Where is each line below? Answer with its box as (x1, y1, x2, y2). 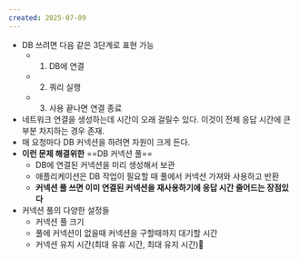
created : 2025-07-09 (8, 13, 87, 23)
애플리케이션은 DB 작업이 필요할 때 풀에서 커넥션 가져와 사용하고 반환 (35, 170, 279, 182)
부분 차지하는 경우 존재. (21, 125, 105, 136)
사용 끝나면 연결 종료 (48, 102, 123, 114)
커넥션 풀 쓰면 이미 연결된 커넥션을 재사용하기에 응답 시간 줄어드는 (35, 182, 265, 193)
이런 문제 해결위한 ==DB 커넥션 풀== (21, 147, 154, 159)
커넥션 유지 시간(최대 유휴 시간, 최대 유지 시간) (35, 238, 205, 250)
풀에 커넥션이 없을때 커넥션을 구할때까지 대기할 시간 (35, 227, 218, 238)
